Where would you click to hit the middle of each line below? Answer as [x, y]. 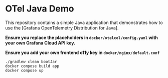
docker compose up [24, 70]
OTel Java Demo [40, 9]
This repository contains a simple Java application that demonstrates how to [84, 22]
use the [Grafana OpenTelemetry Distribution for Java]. [62, 27]
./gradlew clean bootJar [31, 61]
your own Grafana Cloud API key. [40, 42]
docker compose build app [32, 66]
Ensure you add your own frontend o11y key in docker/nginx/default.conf [82, 52]
